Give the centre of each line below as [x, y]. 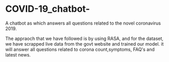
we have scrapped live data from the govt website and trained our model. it [84, 44]
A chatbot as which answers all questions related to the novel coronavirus [83, 23]
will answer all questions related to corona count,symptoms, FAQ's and [80, 49]
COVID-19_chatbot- [48, 9]
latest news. [18, 55]
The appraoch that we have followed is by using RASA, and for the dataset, [84, 38]
